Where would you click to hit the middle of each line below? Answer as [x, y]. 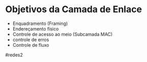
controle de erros [31, 40]
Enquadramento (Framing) [40, 23]
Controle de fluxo [31, 45]
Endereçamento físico [36, 28]
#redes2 [14, 55]
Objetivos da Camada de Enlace [74, 9]
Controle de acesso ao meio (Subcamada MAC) [63, 34]
